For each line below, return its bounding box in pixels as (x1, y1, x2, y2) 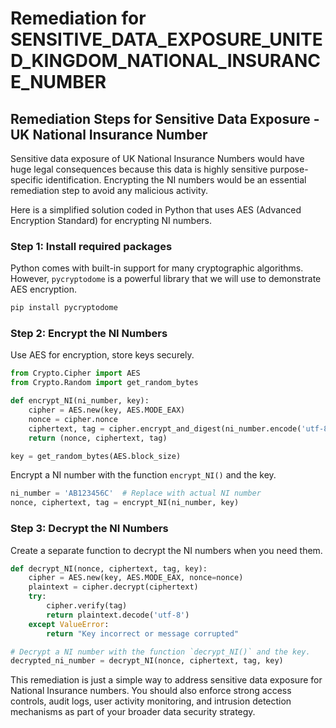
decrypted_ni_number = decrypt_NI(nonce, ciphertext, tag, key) (10, 656, 284, 666)
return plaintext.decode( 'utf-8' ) (46, 610, 190, 620)
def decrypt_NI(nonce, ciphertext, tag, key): (10, 563, 208, 574)
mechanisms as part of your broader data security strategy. (10, 706, 256, 718)
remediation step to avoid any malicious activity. (10, 185, 209, 196)
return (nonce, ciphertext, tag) (28, 433, 168, 443)
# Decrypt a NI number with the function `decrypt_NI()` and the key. (10, 647, 311, 657)
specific (10, 174, 44, 186)
